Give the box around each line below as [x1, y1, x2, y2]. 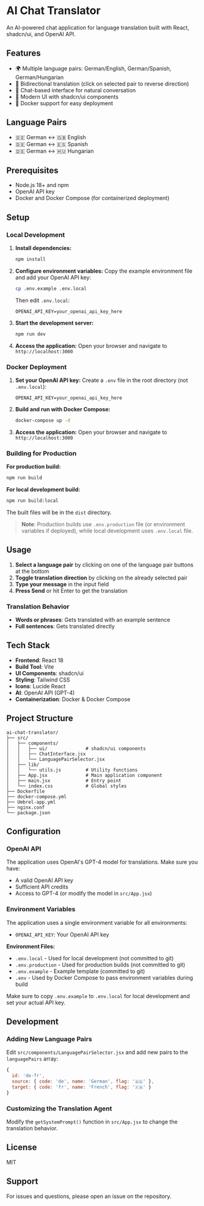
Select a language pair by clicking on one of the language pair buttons [15, 561, 194, 568]
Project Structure [6, 713, 73, 724]
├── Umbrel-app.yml [6, 799, 56, 805]
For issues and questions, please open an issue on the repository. [6, 1193, 172, 1200]
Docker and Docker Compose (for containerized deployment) [15, 194, 170, 202]
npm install [15, 256, 46, 263]
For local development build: [6, 486, 81, 493]
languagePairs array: [6, 1055, 59, 1062]
